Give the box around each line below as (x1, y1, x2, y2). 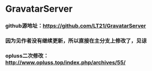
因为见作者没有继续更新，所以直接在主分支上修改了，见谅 (5, 37, 147, 44)
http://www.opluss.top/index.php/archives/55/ (5, 59, 126, 66)
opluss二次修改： (5, 52, 49, 59)
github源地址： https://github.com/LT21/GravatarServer (5, 22, 146, 30)
